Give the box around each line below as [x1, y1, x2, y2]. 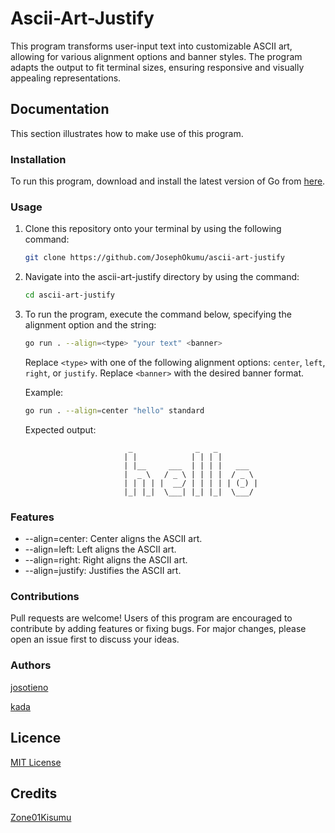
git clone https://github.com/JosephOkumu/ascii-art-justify [24, 253, 286, 263]
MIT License [10, 756, 62, 768]
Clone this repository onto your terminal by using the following [24, 223, 282, 235]
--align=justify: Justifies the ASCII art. [24, 565, 182, 577]
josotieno [10, 681, 49, 693]
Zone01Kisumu [10, 812, 72, 824]
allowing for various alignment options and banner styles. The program [10, 50, 303, 62]
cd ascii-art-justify [24, 290, 115, 301]
